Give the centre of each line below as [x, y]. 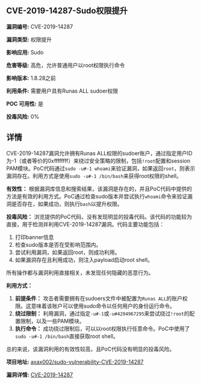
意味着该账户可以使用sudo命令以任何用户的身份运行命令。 [103, 306]
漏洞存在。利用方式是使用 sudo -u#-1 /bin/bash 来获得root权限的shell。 [94, 176]
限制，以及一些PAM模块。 [53, 321]
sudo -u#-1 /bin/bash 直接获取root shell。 [66, 336]
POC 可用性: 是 [25, 103]
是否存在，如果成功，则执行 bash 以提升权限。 [67, 204]
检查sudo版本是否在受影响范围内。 [58, 244]
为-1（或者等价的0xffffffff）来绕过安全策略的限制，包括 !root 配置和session [98, 161]
